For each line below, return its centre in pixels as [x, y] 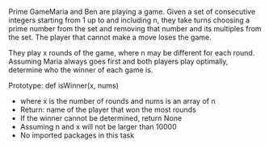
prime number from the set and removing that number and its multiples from [135, 29]
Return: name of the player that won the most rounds [108, 109]
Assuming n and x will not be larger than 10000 [99, 127]
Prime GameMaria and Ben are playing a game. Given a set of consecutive [132, 12]
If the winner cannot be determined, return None [101, 118]
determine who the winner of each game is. [81, 70]
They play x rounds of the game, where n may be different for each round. [132, 53]
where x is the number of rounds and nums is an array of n [118, 101]
